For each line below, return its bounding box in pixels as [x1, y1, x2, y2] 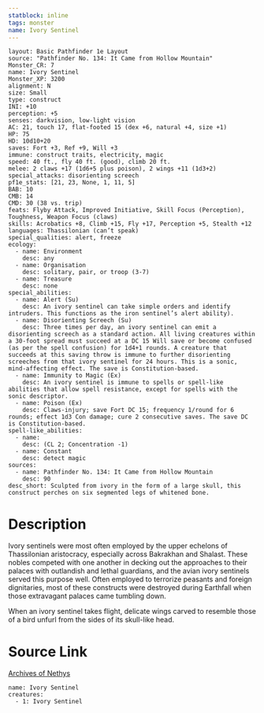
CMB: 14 [8, 192, 34, 201]
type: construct [8, 96, 61, 104]
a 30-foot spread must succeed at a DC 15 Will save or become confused [8, 337, 252, 345]
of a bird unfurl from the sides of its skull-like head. [8, 615, 175, 625]
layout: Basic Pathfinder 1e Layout [8, 48, 128, 56]
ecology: [8, 241, 37, 249]
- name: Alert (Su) [15, 296, 80, 304]
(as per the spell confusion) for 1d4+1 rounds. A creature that [8, 344, 227, 352]
